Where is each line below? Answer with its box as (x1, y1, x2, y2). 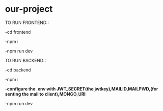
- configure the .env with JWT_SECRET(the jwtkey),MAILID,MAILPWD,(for (5, 86, 158, 91)
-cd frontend (5, 29, 31, 35)
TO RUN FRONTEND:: (5, 20, 49, 25)
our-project (5, 3, 53, 15)
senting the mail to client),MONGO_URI (5, 91, 86, 97)
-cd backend (5, 67, 31, 73)
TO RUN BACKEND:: (5, 57, 46, 63)
